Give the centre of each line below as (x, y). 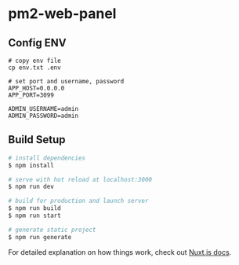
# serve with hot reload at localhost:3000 (80, 179)
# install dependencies (47, 158)
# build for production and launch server (78, 201)
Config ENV (37, 43)
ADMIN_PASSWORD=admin (43, 116)
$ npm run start (34, 216)
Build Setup (37, 140)
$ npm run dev (31, 187)
